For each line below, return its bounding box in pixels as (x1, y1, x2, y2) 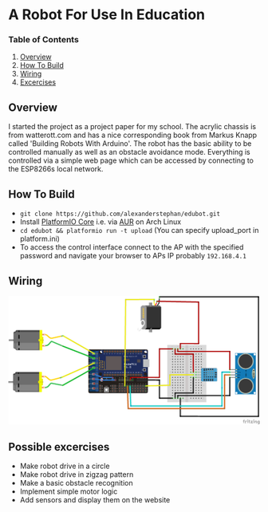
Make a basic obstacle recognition (19, 479, 133, 488)
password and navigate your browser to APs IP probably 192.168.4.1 (19, 251, 247, 261)
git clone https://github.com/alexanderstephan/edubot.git (19, 210, 221, 219)
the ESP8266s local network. (8, 164, 104, 174)
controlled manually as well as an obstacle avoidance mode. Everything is (8, 148, 250, 157)
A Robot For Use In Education (8, 6, 206, 24)
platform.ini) (19, 234, 60, 244)
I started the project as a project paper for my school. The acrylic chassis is (8, 122, 257, 132)
